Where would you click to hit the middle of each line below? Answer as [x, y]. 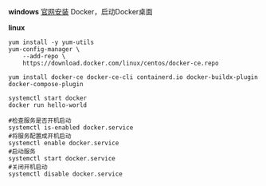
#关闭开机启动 [28, 167]
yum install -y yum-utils [51, 42]
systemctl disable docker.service [66, 174]
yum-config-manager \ [44, 49]
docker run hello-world [48, 105]
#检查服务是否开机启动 [40, 121]
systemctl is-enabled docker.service [71, 128]
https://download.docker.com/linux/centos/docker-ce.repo [121, 63]
